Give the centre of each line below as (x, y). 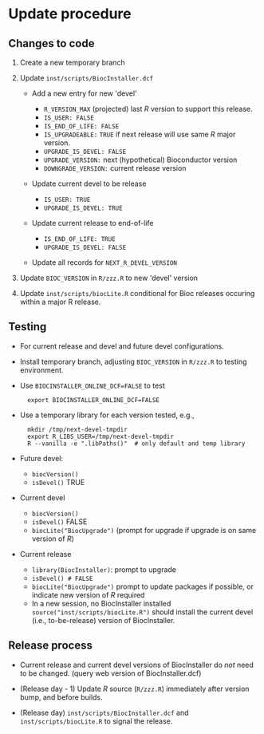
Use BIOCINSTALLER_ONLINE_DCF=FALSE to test (92, 385)
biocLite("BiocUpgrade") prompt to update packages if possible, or (142, 586)
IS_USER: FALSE (69, 118)
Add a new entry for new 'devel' (84, 93)
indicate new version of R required (88, 594)
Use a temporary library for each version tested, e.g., (107, 415)
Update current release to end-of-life (93, 223)
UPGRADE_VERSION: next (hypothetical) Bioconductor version (140, 160)
